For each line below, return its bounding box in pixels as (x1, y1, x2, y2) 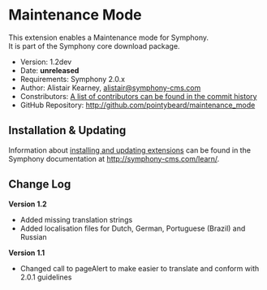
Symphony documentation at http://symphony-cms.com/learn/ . (8, 154, 220, 163)
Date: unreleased (19, 65, 80, 75)
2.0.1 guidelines (19, 272, 72, 282)
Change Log (8, 177, 71, 192)
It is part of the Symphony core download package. (8, 41, 180, 50)
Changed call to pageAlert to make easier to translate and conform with (19, 263, 260, 273)
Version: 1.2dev (19, 57, 72, 67)
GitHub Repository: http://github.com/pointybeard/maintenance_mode (19, 100, 256, 110)
